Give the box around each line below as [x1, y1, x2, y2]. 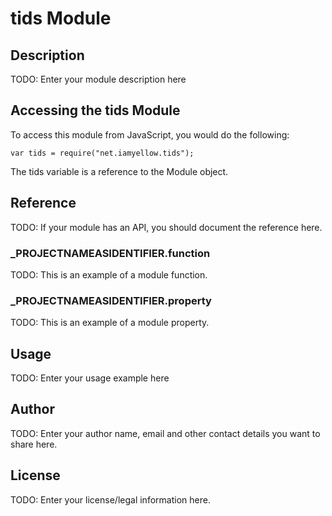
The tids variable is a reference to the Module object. [10, 165, 229, 177]
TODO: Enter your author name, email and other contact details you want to [10, 427, 321, 439]
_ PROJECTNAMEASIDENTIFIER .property [10, 293, 212, 307]
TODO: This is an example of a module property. [10, 317, 210, 329]
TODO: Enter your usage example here [10, 372, 170, 384]
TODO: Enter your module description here [10, 73, 187, 85]
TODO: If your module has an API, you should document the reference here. [10, 221, 323, 233]
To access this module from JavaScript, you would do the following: [10, 128, 290, 141]
